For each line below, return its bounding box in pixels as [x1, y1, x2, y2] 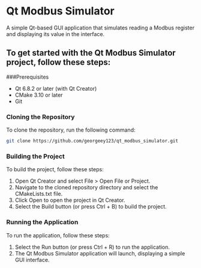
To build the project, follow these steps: [6, 166, 104, 173]
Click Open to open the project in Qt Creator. [14, 196, 125, 204]
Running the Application [6, 218, 79, 227]
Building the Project [6, 152, 65, 160]
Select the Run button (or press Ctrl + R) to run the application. [14, 243, 170, 251]
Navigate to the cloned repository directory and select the [14, 184, 158, 191]
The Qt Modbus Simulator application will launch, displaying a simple [14, 249, 185, 257]
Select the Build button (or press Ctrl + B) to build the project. [14, 203, 167, 210]
